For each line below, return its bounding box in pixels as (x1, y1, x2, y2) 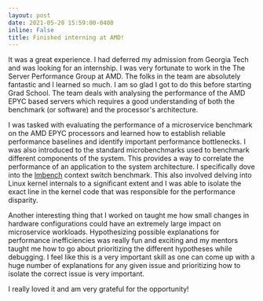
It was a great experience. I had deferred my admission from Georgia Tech (8, 55, 249, 64)
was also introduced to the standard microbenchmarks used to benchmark (8, 145, 250, 155)
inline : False (8, 26, 55, 34)
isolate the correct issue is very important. (8, 269, 145, 279)
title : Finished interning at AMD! (8, 33, 125, 42)
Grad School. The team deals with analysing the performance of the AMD (8, 88, 246, 98)
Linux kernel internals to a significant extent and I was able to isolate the (8, 178, 242, 189)
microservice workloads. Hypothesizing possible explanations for (8, 227, 220, 237)
